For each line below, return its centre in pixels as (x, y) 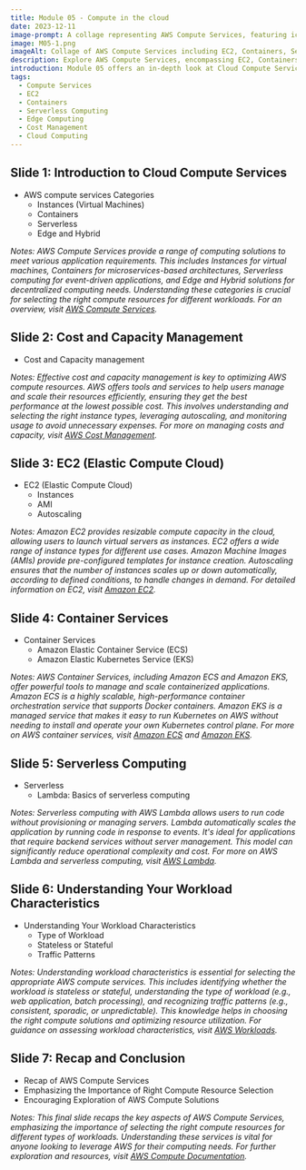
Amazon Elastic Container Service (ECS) (113, 649)
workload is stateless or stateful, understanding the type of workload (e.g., (151, 991)
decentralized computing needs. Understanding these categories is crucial (151, 289)
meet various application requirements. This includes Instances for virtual (148, 261)
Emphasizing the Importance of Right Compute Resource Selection (148, 1090)
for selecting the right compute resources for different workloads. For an (146, 299)
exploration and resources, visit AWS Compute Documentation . (129, 1155)
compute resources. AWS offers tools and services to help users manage (148, 386)
